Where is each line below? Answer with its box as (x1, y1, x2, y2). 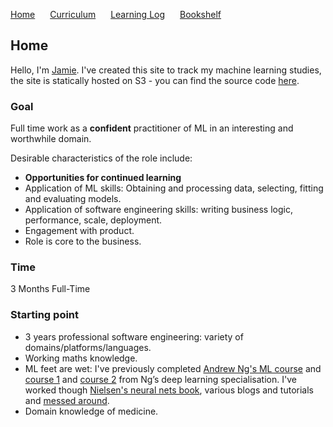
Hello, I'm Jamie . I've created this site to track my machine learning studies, (10, 64, 322, 76)
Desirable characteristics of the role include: (10, 152, 193, 164)
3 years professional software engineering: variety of (24, 330, 244, 343)
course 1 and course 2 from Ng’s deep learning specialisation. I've (24, 373, 297, 385)
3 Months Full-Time (10, 283, 91, 295)
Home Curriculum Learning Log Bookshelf (10, 9, 222, 20)
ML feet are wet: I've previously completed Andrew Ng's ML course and (24, 362, 322, 374)
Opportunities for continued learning (24, 172, 182, 184)
